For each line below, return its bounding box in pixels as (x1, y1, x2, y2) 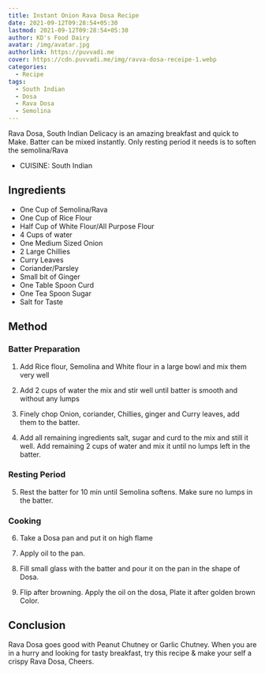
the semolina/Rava (8, 145, 69, 155)
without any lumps (19, 393, 80, 403)
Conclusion (8, 619, 66, 632)
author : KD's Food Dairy (8, 33, 90, 42)
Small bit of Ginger (19, 272, 80, 281)
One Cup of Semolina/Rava (19, 205, 108, 214)
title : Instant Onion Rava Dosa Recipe (8, 11, 140, 20)
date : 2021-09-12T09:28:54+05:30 (8, 19, 118, 27)
